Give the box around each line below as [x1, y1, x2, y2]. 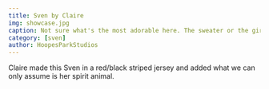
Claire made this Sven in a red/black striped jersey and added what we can [8, 63, 255, 72]
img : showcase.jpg [8, 19, 70, 27]
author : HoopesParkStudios [8, 41, 98, 49]
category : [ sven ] [8, 33, 66, 42]
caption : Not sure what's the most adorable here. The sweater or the [8, 26, 249, 34]
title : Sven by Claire [8, 11, 84, 20]
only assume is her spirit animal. [8, 72, 114, 81]
